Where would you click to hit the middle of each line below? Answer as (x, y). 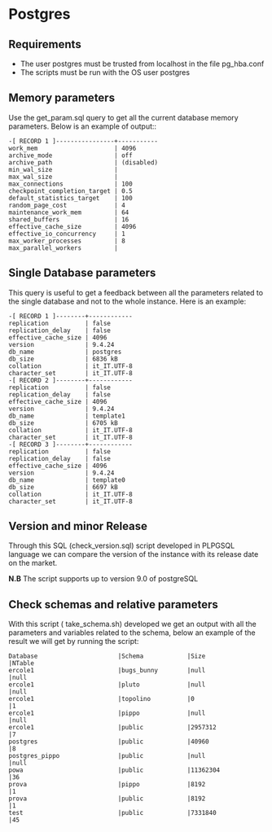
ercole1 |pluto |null (107, 685)
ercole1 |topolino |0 (102, 699)
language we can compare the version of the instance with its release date (134, 554)
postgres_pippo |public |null (107, 756)
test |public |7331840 (113, 813)
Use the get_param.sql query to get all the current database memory (123, 117)
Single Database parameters (82, 273)
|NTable (22, 663)
